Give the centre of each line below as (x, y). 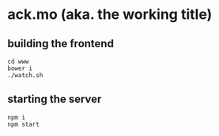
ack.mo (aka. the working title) (110, 15)
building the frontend (60, 44)
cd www (18, 61)
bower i (20, 68)
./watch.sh (25, 75)
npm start (24, 124)
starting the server (55, 99)
